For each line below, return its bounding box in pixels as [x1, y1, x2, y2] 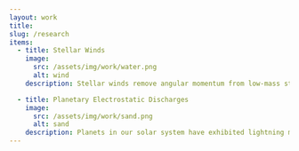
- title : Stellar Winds [17, 46, 105, 55]
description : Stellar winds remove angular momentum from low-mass [25, 79, 280, 88]
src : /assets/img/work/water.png [32, 63, 158, 72]
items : [9, 37, 34, 47]
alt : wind [32, 71, 69, 80]
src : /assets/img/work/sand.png [32, 112, 153, 121]
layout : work [9, 12, 58, 22]
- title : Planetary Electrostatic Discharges [17, 95, 190, 104]
